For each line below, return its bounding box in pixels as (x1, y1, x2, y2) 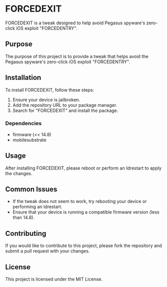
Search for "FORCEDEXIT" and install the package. (12, 107, 119, 113)
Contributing (5, 229, 46, 238)
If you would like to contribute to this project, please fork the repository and (5, 242, 162, 249)
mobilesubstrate (12, 137, 46, 143)
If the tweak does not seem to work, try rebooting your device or (12, 198, 147, 204)
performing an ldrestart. (12, 203, 63, 210)
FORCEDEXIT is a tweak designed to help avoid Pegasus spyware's (5, 20, 145, 26)
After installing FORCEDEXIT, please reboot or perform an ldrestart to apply (5, 165, 162, 171)
